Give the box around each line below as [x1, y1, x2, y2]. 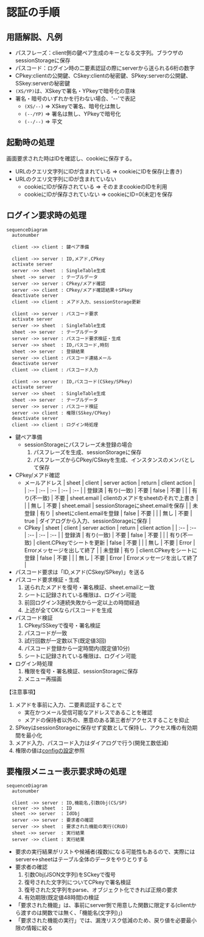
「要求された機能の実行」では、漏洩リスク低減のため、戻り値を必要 [15, 917, 186, 924]
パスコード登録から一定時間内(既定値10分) [24, 645, 130, 652]
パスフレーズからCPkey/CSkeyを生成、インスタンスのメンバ [33, 456, 185, 463]
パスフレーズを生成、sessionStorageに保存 [33, 448, 142, 455]
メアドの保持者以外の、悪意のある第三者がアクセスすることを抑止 [24, 716, 190, 723]
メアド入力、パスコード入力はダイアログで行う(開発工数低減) [15, 739, 169, 747]
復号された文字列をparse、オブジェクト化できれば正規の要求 [24, 886, 178, 894]
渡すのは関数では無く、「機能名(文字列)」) [20, 909, 123, 916]
